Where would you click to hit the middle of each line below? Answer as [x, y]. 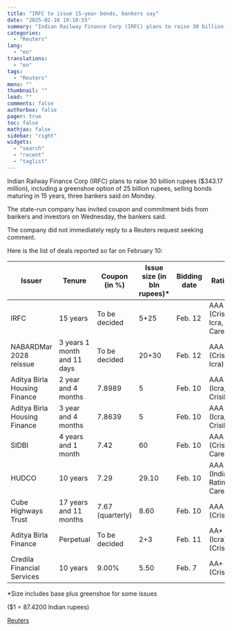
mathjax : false [29, 129]
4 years [71, 436]
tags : [15, 71]
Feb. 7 [187, 567]
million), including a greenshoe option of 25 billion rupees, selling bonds [109, 188]
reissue [22, 364]
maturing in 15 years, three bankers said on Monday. [82, 196]
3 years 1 [74, 342]
